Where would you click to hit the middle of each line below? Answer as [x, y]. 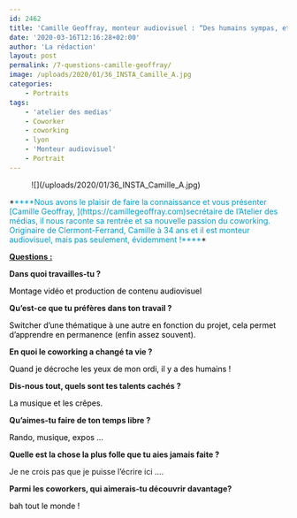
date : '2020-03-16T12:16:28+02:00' [75, 37]
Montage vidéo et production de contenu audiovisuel [106, 291]
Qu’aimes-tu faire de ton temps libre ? [80, 420]
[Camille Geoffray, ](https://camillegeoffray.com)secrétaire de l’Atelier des [144, 211]
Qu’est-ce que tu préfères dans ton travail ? [91, 308]
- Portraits [47, 93]
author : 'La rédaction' [53, 47]
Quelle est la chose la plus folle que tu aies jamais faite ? [114, 454]
